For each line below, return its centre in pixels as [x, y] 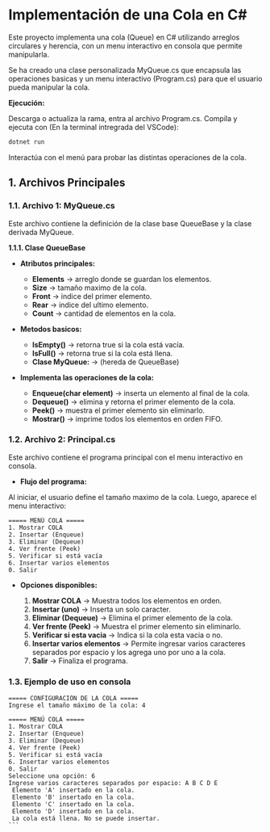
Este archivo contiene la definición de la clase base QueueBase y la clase [130, 223]
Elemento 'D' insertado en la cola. [73, 812]
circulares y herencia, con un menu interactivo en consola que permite [126, 45]
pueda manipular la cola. [49, 87]
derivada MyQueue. [41, 232]
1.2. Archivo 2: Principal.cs [62, 439]
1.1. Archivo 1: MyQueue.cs [62, 206]
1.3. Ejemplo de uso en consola [70, 682]
